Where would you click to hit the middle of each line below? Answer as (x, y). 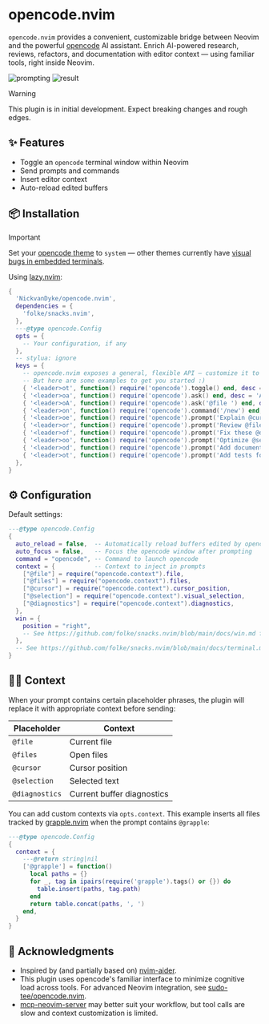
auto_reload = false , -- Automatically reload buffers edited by (128, 544)
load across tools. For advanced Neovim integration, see (113, 988)
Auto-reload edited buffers (64, 187)
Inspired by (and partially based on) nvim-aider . (98, 970)
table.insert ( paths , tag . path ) (89, 889)
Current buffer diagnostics (119, 793)
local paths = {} (58, 874)
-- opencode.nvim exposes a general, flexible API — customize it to (141, 373)
